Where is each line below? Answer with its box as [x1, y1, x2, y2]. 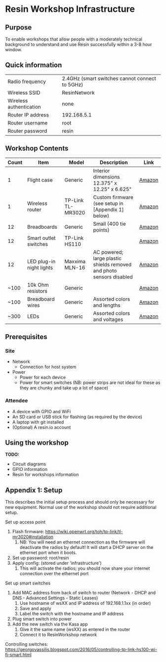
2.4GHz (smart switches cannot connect [62, 75, 157, 82]
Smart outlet [27, 234, 56, 241]
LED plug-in [27, 258, 56, 265]
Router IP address [7, 111, 49, 118]
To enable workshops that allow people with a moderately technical [5, 36, 142, 42]
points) [93, 226, 110, 233]
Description [99, 159, 128, 166]
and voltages [93, 316, 124, 323]
